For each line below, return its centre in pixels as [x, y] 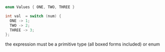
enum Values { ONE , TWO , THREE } [40, 7]
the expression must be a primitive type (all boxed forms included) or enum [82, 44]
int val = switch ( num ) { [33, 16]
